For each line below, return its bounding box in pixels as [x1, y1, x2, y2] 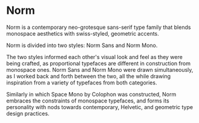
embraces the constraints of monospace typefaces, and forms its [6, 97, 169, 104]
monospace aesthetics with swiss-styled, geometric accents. [6, 30, 159, 37]
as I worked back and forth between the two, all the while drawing [6, 72, 171, 80]
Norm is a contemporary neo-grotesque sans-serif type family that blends [6, 24, 191, 31]
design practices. [6, 110, 50, 117]
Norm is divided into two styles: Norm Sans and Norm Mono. [6, 42, 158, 49]
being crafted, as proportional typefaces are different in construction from [6, 60, 191, 67]
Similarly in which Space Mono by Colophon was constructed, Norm [6, 90, 177, 98]
